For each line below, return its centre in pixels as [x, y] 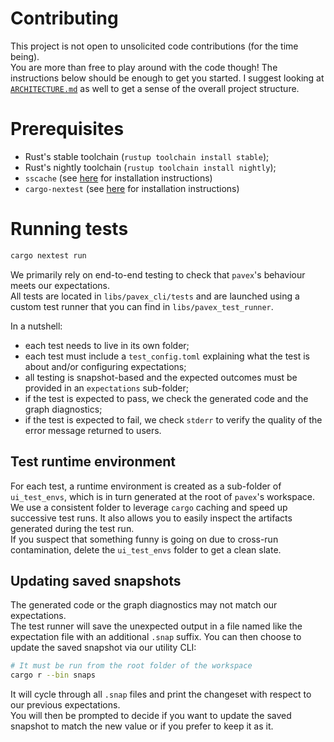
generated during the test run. [72, 528]
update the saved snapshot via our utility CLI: [103, 648]
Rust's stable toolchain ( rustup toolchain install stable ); [147, 156]
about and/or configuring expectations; [105, 366]
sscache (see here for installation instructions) [118, 178]
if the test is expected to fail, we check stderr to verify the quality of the [173, 419]
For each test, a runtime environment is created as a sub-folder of [146, 486]
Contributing [64, 18]
